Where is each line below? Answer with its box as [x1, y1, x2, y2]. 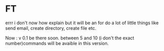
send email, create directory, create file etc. [5, 25, 96, 31]
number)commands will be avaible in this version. [5, 40, 109, 46]
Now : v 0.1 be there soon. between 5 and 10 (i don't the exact [5, 35, 135, 41]
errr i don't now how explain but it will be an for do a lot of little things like [5, 20, 159, 26]
